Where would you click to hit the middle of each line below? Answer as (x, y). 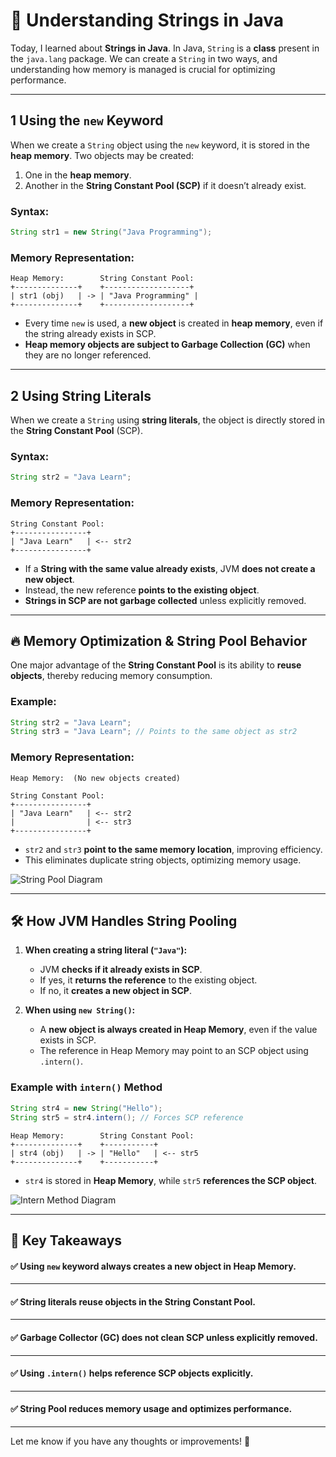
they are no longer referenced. (88, 355)
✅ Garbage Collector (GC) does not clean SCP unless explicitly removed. (164, 1337)
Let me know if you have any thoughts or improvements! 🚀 (130, 1441)
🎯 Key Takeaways (66, 1240)
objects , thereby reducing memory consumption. (111, 676)
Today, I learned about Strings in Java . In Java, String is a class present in (165, 48)
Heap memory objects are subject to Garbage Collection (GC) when (167, 345)
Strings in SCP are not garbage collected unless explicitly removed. (165, 600)
